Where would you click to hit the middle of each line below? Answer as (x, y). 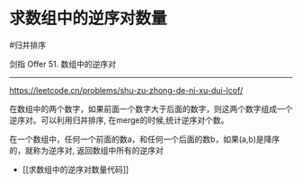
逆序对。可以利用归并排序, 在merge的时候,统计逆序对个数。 (119, 120)
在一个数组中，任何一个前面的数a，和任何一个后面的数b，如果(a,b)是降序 (145, 139)
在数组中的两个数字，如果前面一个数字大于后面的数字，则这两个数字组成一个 (151, 109)
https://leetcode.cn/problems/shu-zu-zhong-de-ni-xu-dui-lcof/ (126, 90)
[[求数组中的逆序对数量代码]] (75, 169)
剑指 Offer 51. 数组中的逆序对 (63, 64)
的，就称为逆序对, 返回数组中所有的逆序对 (86, 150)
